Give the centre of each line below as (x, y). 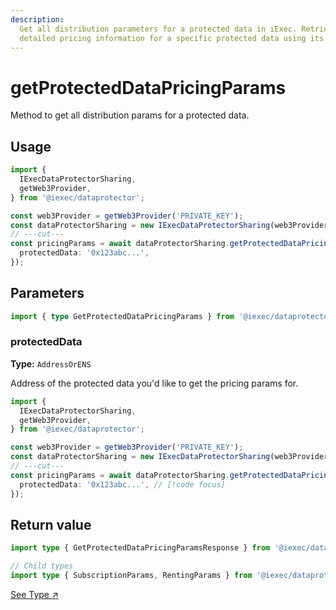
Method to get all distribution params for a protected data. (130, 115)
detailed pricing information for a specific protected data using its (172, 38)
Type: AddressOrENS (51, 363)
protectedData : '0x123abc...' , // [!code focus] (122, 484)
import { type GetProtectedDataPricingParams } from (122, 316)
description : (37, 19)
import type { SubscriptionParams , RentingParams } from (131, 576)
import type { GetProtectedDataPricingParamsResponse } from (140, 548)
